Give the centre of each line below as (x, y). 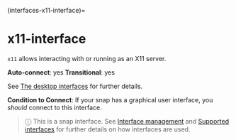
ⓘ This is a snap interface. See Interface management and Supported (127, 121)
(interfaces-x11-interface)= (46, 10)
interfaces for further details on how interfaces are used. (107, 129)
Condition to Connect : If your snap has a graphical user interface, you (110, 99)
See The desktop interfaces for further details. (75, 86)
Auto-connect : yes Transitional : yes (61, 72)
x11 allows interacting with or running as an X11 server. (87, 58)
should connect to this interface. (55, 107)
